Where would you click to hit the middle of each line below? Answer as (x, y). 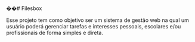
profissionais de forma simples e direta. (55, 33)
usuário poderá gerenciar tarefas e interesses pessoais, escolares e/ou (94, 26)
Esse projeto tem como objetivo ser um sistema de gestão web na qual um (98, 20)
